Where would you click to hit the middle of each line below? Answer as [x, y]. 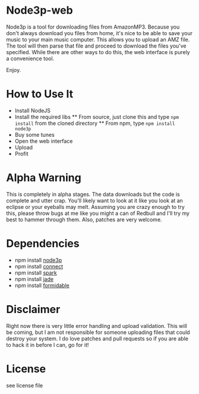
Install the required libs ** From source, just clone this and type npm [97, 117]
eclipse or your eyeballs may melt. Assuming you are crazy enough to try [96, 207]
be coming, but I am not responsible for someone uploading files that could [98, 332]
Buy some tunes [34, 135]
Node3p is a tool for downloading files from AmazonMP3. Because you [93, 27]
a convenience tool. [30, 58]
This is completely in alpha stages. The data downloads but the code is [93, 194]
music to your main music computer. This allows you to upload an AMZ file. [98, 39]
